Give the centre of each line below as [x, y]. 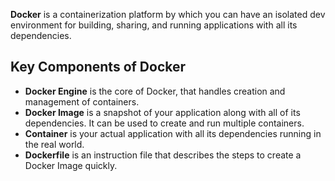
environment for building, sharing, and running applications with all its [154, 25]
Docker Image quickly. [71, 165]
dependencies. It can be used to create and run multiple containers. [164, 123]
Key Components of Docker [98, 67]
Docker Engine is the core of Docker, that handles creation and [155, 91]
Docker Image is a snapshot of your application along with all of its [162, 112]
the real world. [54, 144]
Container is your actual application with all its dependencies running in [173, 133]
